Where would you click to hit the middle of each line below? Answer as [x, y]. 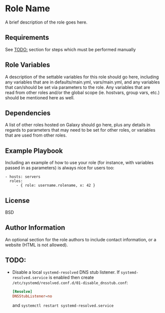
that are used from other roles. [36, 135]
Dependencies [28, 113]
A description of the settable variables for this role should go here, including [82, 77]
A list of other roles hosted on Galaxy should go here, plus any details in [78, 125]
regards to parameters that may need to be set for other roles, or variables [80, 130]
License [17, 200]
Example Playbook [34, 151]
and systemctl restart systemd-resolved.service [63, 306]
